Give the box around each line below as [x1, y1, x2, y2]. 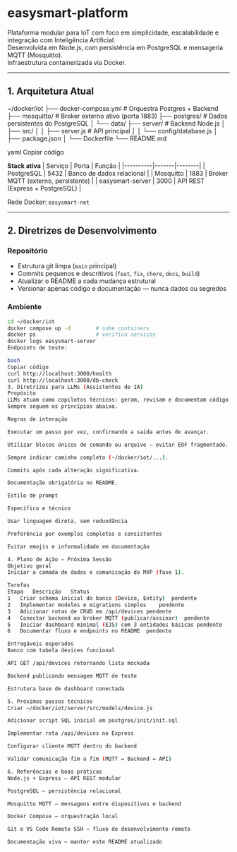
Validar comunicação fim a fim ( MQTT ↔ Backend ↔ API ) [7, 755, 172, 763]
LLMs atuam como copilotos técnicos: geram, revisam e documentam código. [7, 397, 232, 404]
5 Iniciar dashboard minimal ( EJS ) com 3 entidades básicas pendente [7, 621, 222, 628]
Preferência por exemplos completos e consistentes [7, 530, 162, 537]
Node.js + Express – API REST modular [7, 774, 121, 781]
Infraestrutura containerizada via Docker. [7, 58, 127, 66]
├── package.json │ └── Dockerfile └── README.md [7, 134, 167, 143]
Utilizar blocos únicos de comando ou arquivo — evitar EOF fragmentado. [7, 441, 229, 448]
